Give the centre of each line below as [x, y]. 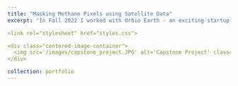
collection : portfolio [41, 72]
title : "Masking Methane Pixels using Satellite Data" [90, 14]
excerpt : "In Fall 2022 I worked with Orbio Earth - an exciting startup [119, 20]
